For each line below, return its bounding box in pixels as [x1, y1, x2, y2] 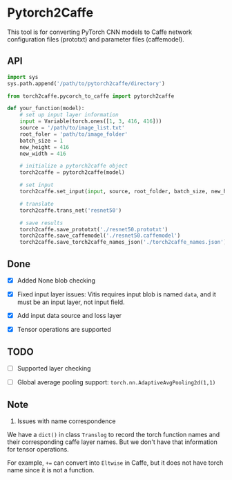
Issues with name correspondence [17, 417, 116, 425]
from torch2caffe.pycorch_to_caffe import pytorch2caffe [7, 92, 175, 100]
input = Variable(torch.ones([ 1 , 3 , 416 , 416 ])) [19, 118, 162, 125]
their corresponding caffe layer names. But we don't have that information [7, 438, 217, 446]
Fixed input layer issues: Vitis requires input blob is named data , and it [17, 290, 216, 299]
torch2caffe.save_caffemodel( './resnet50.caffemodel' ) [19, 232, 181, 240]
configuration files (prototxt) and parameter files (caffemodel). [7, 35, 184, 43]
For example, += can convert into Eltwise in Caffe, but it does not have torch [7, 459, 224, 467]
